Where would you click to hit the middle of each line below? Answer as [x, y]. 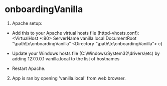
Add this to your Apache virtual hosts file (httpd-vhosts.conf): [75, 33]
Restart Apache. [29, 68]
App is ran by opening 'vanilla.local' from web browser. [69, 78]
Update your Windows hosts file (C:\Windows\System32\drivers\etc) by [86, 53]
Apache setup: [27, 23]
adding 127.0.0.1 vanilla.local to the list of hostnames [66, 58]
